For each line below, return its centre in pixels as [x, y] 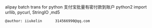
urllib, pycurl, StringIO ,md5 [33, 12]
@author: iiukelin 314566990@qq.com [48, 21]
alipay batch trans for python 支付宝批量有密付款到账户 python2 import [76, 7]
